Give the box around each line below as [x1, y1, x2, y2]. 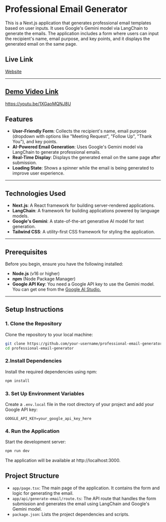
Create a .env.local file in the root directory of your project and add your [5, 401, 154, 407]
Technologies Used [5, 189, 66, 198]
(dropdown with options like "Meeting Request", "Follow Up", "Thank [12, 133, 152, 139]
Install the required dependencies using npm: [5, 368, 97, 375]
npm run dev [5, 449, 30, 454]
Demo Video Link [5, 88, 59, 96]
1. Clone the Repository [5, 320, 62, 327]
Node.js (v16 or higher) [12, 271, 60, 276]
